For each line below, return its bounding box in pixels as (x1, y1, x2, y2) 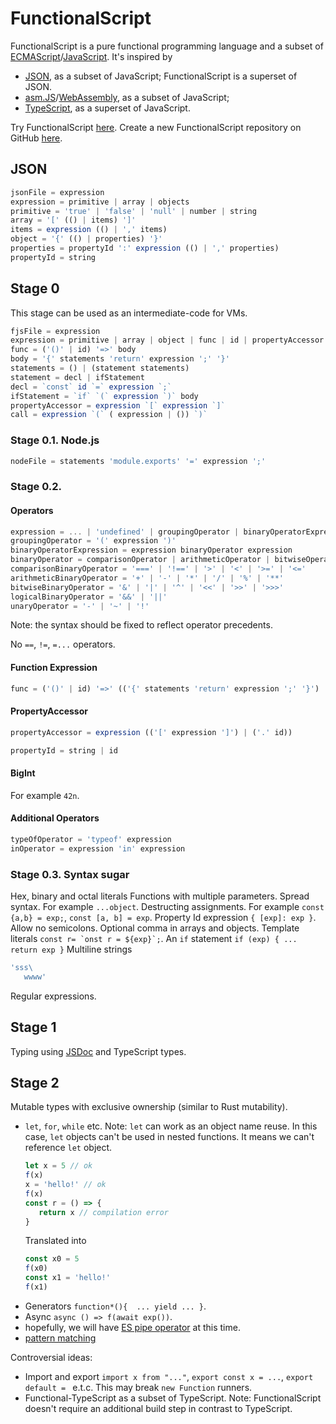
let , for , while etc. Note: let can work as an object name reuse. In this (24, 1120, 318, 1132)
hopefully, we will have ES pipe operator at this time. (24, 1321, 241, 1333)
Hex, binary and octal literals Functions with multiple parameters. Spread (10, 890, 310, 902)
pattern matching (24, 1332, 97, 1344)
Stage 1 (10, 1019, 57, 1036)
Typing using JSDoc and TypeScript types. (10, 1045, 187, 1057)
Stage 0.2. (10, 480, 63, 494)
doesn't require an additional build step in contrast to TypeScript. (24, 1402, 293, 1414)
